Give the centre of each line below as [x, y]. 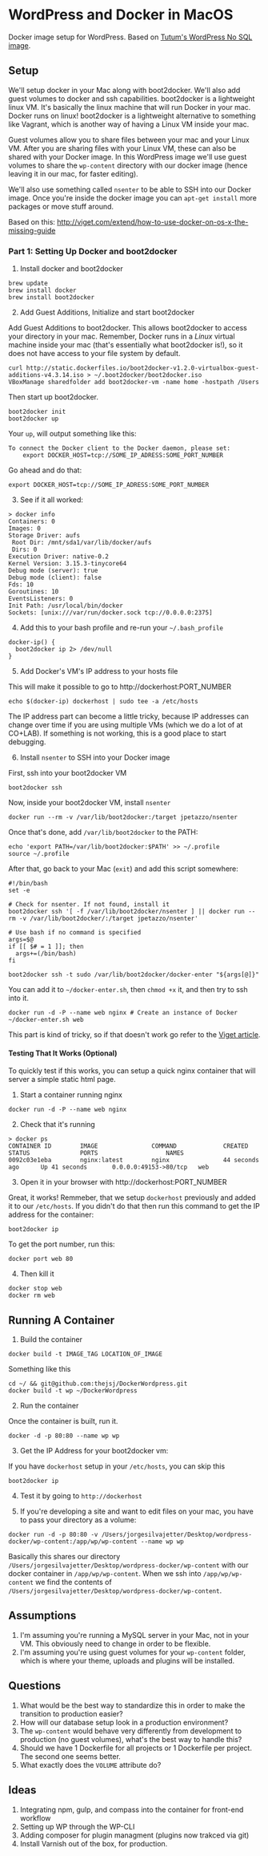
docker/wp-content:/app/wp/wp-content [73, 1542]
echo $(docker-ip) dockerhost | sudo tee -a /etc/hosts [103, 702]
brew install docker [43, 290]
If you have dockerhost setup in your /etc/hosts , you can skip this [117, 1466]
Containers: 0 [32, 522]
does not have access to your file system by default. [94, 354]
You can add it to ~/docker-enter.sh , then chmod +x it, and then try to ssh [128, 990]
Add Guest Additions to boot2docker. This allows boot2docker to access [128, 328]
